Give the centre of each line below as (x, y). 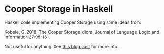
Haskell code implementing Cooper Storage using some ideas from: (73, 22)
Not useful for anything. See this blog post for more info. (62, 46)
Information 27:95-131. (27, 37)
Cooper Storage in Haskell (59, 9)
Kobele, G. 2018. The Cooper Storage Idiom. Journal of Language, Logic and (82, 32)
